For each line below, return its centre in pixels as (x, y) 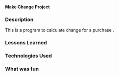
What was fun (22, 69)
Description (19, 19)
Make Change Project (27, 7)
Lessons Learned (26, 42)
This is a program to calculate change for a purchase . (59, 30)
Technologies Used (29, 56)
